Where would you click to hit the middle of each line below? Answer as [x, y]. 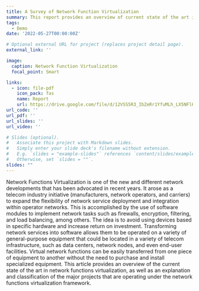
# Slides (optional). [33, 137]
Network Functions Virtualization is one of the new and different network [95, 182]
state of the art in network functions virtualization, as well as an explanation [98, 270]
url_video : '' [24, 126]
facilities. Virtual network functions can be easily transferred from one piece [99, 251]
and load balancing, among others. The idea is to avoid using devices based [99, 220]
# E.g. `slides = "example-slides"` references [69, 154]
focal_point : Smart [36, 72]
